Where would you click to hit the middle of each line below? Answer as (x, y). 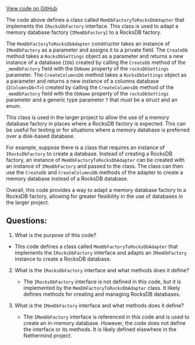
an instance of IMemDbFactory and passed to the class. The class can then (95, 166)
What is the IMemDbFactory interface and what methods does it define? (99, 305)
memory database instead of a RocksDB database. (67, 179)
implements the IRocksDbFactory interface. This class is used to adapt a (92, 26)
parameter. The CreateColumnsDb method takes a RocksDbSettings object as (96, 75)
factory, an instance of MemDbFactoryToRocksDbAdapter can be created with (95, 160)
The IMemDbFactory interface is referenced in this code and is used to (106, 317)
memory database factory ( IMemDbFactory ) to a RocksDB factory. (84, 32)
